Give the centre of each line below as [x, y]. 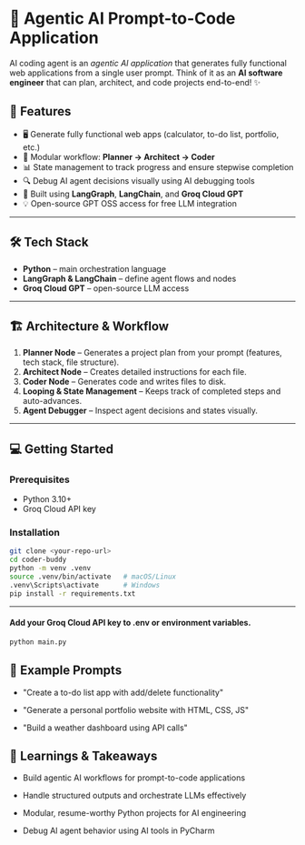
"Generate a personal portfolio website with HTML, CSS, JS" [136, 709]
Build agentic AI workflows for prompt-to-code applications [134, 778]
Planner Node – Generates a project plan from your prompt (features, [152, 353]
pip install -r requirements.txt [73, 594]
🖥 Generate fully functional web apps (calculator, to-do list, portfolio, [151, 134]
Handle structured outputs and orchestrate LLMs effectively [134, 796]
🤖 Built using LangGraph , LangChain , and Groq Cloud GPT [133, 194]
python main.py [38, 642]
